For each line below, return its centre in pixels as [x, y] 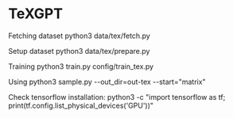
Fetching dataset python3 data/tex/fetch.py [80, 36]
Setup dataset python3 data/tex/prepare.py [79, 51]
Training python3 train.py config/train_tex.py [81, 66]
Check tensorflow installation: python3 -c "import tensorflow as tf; [117, 97]
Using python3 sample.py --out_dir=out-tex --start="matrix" [107, 82]
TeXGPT [36, 14]
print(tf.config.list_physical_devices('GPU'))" [81, 105]
